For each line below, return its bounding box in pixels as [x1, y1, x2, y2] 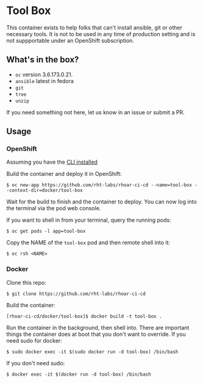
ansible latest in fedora [15, 77, 74, 84]
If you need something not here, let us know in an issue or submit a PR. [6, 108, 185, 116]
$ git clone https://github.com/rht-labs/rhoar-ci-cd [6, 291, 146, 297]
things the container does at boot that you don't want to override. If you [6, 330, 186, 338]
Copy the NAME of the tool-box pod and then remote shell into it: [6, 239, 171, 246]
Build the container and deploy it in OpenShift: [6, 170, 122, 178]
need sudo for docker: [6, 337, 62, 344]
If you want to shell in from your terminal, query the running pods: [6, 216, 172, 224]
